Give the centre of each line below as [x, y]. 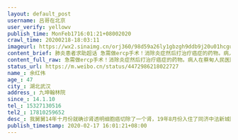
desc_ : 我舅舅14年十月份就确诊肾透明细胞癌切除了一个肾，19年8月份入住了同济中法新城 [119, 119]
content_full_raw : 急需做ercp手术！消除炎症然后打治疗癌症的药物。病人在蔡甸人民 [116, 60]
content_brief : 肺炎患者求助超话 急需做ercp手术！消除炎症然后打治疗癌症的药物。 [116, 54]
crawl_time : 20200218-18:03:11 [53, 40]
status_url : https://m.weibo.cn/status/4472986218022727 [93, 66]
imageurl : [22, 47]
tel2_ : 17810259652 [36, 112]
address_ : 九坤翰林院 [36, 93]
